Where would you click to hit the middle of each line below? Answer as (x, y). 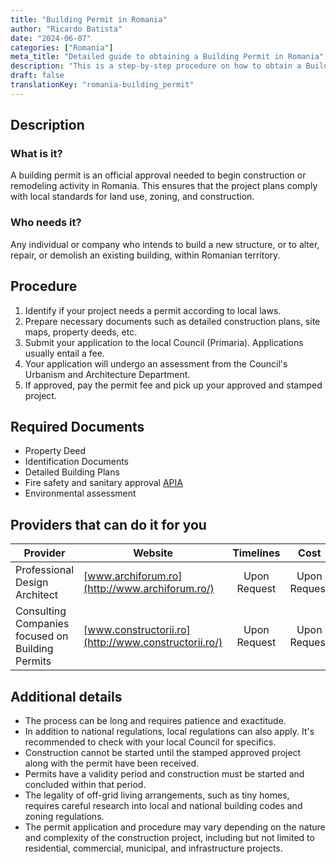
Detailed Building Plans (72, 472)
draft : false (37, 76)
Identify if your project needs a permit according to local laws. (153, 310)
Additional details (66, 696)
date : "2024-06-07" (51, 38)
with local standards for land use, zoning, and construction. (132, 197)
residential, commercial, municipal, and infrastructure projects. (153, 848)
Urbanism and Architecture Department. (107, 374)
